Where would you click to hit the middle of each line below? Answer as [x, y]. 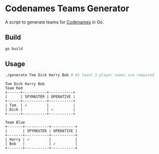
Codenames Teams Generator [67, 9]
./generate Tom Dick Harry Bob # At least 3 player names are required [79, 75]
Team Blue [15, 123]
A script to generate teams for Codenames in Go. [55, 22]
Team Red [14, 88]
